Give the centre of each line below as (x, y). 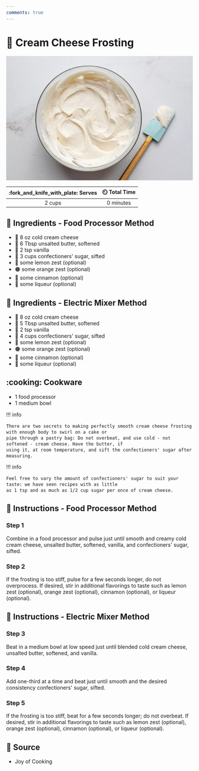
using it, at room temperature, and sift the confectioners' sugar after (99, 450)
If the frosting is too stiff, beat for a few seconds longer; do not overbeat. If (97, 716)
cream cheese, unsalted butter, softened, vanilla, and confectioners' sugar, (97, 545)
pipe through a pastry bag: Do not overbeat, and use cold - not (88, 438)
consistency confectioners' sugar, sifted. (56, 687)
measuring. (20, 456)
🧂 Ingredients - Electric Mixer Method (76, 303)
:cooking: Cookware (44, 383)
